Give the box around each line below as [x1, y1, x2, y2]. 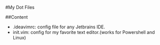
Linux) [12, 35, 27, 40]
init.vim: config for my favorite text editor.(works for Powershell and [12, 29, 155, 35]
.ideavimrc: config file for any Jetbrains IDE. [12, 24, 105, 30]
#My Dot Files [5, 5, 35, 10]
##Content [5, 14, 28, 20]
